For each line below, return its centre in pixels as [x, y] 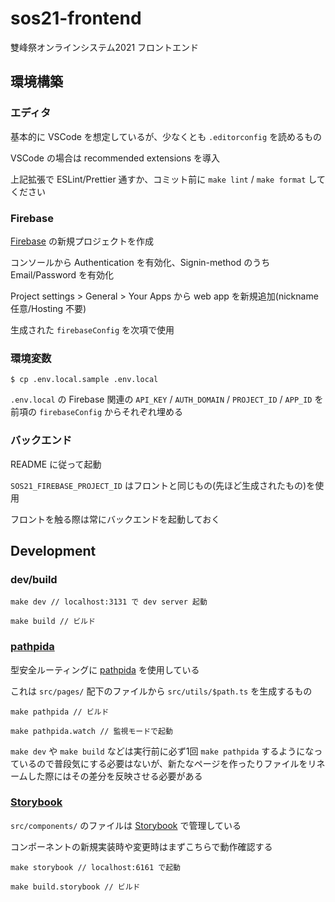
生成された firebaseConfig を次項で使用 [92, 329]
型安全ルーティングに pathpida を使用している [105, 669]
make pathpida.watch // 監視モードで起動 [91, 731]
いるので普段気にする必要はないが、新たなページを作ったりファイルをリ [167, 763]
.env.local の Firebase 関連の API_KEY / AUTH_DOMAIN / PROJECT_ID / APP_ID [161, 399]
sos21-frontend [76, 18]
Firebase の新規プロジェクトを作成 [82, 241]
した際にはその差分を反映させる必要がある [115, 776]
